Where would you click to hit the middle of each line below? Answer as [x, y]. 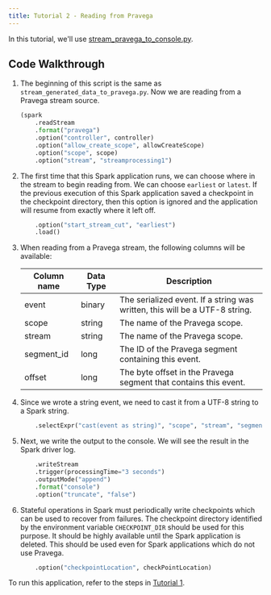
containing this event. [161, 360]
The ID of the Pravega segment [179, 349]
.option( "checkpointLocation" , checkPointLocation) [123, 568]
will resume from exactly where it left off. [88, 210]
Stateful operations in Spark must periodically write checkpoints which [138, 510]
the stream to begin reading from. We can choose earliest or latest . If [139, 184]
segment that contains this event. [183, 382]
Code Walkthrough [56, 64]
